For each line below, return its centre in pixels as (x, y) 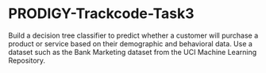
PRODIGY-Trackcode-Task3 (101, 14)
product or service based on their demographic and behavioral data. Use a (130, 43)
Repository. (27, 60)
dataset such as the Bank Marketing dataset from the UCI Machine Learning (133, 52)
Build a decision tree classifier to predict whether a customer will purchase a (133, 35)
